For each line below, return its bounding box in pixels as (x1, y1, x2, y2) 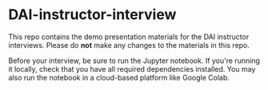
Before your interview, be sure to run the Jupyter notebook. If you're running (8, 56, 260, 65)
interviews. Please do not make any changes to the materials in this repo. (8, 40, 250, 49)
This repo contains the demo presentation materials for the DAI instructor (8, 32, 250, 41)
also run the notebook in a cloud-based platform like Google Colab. (8, 72, 230, 82)
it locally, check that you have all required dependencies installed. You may (8, 64, 256, 73)
